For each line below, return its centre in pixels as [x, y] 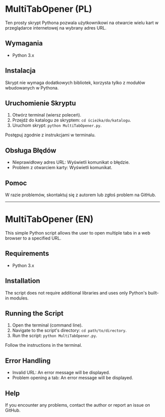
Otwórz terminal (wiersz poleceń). [47, 115]
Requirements [27, 253]
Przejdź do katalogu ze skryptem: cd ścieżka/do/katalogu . [71, 120]
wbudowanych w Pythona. [32, 88]
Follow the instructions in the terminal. [44, 345]
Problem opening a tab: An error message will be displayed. [73, 378]
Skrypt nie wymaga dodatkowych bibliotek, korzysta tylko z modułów [75, 83]
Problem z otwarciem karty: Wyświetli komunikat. [62, 168]
